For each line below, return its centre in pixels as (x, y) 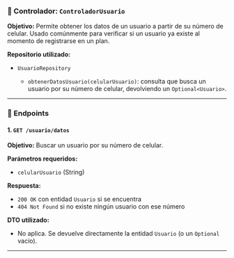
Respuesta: (24, 186)
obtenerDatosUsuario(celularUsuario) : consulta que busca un (117, 81)
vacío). (27, 241)
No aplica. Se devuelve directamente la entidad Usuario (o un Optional (118, 234)
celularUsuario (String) (51, 172)
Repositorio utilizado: (39, 54)
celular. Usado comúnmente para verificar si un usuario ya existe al (104, 33)
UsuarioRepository (44, 69)
